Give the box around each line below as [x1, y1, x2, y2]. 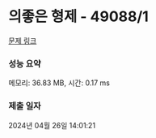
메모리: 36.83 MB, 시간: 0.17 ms [8, 78, 111, 88]
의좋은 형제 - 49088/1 [8, 7, 150, 26]
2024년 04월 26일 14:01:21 [8, 120, 95, 130]
